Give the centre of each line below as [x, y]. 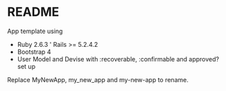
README [33, 12]
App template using [35, 31]
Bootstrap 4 [34, 52]
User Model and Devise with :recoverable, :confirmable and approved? [118, 59]
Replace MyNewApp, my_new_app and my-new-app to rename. [98, 79]
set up [26, 66]
